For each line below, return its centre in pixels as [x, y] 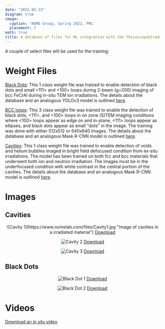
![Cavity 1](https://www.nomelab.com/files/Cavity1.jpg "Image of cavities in [82, 227]
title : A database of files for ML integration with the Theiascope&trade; [84, 37]
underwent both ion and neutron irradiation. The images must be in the [77, 161]
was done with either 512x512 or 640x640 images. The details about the [78, 131]
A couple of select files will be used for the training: [57, 51]
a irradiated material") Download [82, 232]
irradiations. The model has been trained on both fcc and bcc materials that [82, 156]
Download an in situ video [31, 322]
